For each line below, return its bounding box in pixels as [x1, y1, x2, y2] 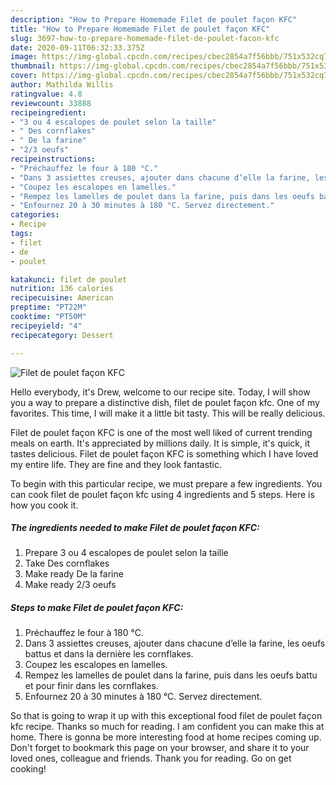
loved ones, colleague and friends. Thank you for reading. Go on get [10, 752, 292, 765]
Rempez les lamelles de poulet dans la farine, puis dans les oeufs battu [24, 669, 318, 681]
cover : [10, 71, 38, 81]
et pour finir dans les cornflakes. [24, 680, 159, 692]
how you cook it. [10, 499, 79, 511]
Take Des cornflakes [24, 557, 110, 570]
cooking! [10, 763, 47, 775]
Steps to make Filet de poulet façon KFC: [10, 602, 184, 614]
